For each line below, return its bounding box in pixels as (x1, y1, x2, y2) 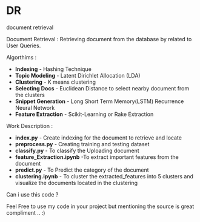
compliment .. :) (6, 209, 45, 216)
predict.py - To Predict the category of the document (15, 166, 150, 173)
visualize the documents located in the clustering (15, 179, 138, 186)
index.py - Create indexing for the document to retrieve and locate (15, 134, 182, 141)
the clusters (15, 91, 45, 98)
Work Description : (6, 122, 53, 129)
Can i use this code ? (6, 190, 59, 198)
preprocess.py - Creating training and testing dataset (15, 140, 150, 147)
